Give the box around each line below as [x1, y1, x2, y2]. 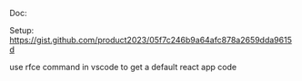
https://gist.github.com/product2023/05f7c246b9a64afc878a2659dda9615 [9, 35, 293, 45]
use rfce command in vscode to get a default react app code [9, 62, 237, 72]
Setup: [9, 25, 35, 35]
